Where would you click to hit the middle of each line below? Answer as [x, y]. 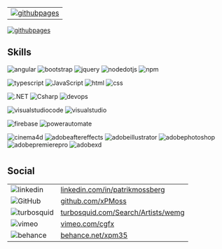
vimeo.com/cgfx [87, 224]
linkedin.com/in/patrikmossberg [113, 190]
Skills [19, 52]
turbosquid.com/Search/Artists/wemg [123, 213]
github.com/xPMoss [94, 201]
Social [21, 171]
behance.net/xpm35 [94, 236]
